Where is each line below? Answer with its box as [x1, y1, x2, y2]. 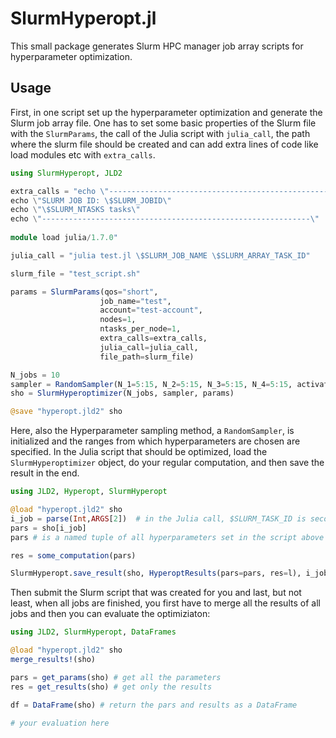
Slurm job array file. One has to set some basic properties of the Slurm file [10, 117, 317, 129]
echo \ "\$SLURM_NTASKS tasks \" [10, 205, 141, 215]
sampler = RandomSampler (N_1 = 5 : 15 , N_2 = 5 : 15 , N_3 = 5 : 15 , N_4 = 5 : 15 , [10, 379, 293, 389]
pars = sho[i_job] [10, 523, 87, 533]
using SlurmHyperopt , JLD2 [10, 168, 123, 178]
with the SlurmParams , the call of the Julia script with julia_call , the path [10, 127, 311, 139]
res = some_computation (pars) [10, 550, 137, 561]
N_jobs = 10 [10, 370, 60, 380]
